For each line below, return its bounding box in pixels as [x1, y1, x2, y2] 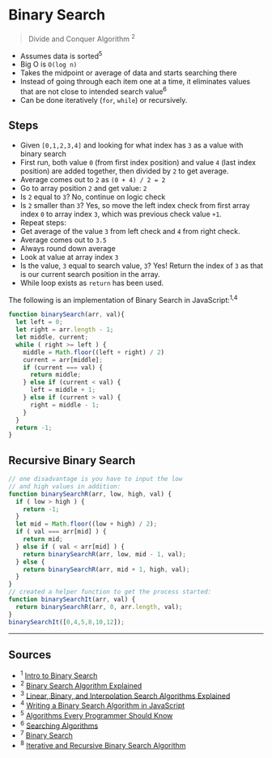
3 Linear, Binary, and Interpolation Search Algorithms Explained [19, 689, 231, 701]
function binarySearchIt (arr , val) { [8, 595, 136, 604]
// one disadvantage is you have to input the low [8, 475, 183, 483]
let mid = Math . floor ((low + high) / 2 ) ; [15, 520, 158, 528]
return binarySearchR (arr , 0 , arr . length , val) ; [15, 603, 183, 611]
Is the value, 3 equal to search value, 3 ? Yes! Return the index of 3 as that [19, 261, 264, 270]
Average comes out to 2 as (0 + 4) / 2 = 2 [19, 174, 166, 184]
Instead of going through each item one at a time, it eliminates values [19, 77, 251, 87]
